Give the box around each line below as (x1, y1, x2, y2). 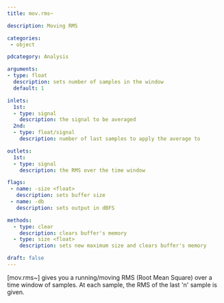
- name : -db (10, 198, 45, 205)
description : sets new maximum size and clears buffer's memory (19, 242, 207, 250)
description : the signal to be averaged (19, 116, 136, 123)
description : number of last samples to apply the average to (19, 135, 201, 142)
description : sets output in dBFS (16, 205, 115, 211)
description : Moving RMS (7, 22, 78, 29)
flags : (7, 179, 26, 186)
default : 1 (13, 85, 45, 92)
